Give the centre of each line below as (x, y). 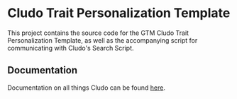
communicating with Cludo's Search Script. (71, 48)
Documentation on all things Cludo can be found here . (86, 88)
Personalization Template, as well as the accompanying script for (103, 40)
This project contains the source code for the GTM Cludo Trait (98, 33)
